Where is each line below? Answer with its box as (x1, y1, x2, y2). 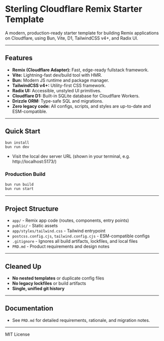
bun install (5, 140, 29, 145)
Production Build (5, 171, 45, 178)
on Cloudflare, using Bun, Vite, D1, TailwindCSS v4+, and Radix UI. (5, 35, 138, 41)
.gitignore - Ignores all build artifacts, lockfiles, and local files (12, 238, 138, 244)
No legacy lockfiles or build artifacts (12, 280, 86, 286)
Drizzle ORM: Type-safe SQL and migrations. (12, 98, 103, 104)
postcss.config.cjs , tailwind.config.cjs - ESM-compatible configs (12, 233, 150, 239)
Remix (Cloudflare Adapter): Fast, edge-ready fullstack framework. (12, 67, 149, 73)
